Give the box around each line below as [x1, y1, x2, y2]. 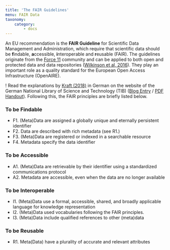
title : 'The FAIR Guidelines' [5, 7, 70, 13]
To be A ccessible [5, 152, 49, 159]
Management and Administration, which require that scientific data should [5, 46, 160, 52]
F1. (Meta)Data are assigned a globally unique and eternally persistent [12, 117, 159, 123]
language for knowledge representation [12, 204, 95, 210]
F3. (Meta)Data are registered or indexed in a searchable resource [12, 134, 151, 140]
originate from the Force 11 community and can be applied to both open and [5, 56, 164, 63]
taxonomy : [5, 17, 26, 22]
